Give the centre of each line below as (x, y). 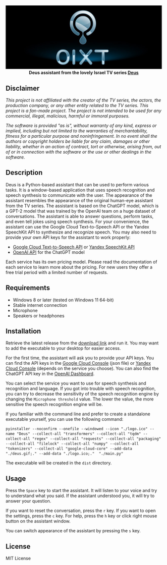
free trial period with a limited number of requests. (57, 272)
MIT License (18, 559)
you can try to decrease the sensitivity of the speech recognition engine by (82, 394)
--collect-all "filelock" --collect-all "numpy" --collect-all (72, 444)
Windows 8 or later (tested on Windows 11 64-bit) (63, 300)
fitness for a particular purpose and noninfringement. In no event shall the (82, 136)
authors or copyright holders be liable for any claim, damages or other (78, 141)
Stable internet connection (40, 305)
